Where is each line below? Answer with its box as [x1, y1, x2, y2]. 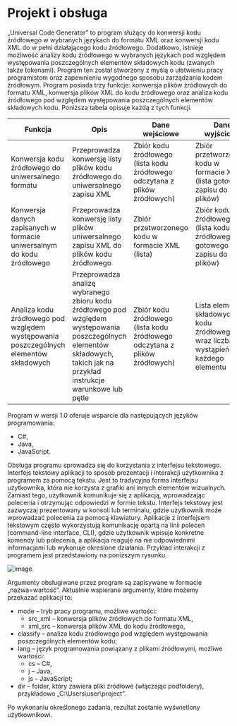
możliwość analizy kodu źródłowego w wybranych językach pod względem [7, 51, 226, 59]
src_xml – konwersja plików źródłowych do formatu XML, [28, 614, 194, 622]
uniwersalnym [11, 240, 58, 250]
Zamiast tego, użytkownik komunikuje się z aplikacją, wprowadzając [7, 490, 206, 499]
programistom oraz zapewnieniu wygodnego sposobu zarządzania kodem [7, 73, 223, 82]
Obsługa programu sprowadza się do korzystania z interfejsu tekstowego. [7, 461, 222, 469]
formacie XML [133, 240, 181, 250]
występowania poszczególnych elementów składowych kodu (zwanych [7, 58, 215, 66]
